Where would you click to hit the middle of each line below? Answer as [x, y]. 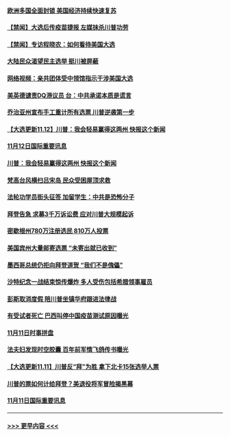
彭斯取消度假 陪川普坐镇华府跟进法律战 [62, 299]
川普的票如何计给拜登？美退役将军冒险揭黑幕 [70, 383]
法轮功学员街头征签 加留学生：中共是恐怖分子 [71, 197]
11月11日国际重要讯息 [37, 400]
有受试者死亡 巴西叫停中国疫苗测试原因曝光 [68, 316]
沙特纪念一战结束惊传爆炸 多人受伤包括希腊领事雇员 [80, 282]
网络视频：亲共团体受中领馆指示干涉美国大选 [70, 78]
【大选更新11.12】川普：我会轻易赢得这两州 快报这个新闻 [86, 129]
